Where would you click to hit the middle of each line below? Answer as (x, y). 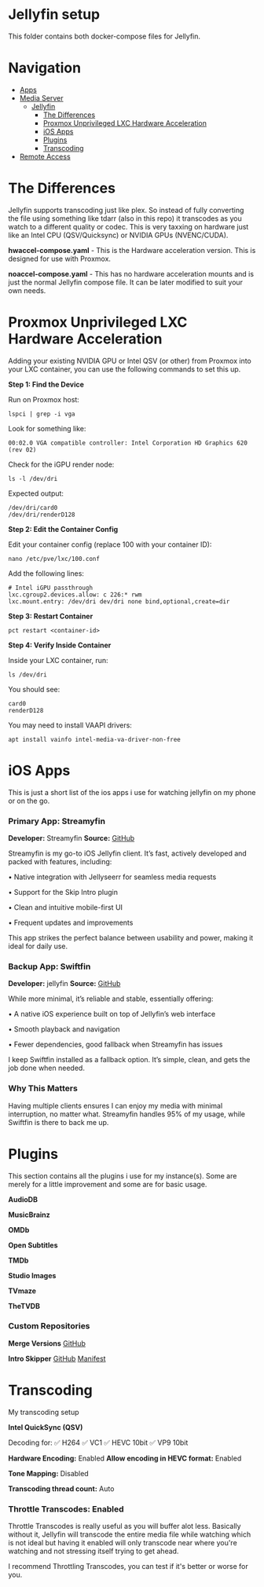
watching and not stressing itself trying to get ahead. (93, 1551)
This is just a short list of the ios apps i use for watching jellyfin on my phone (132, 792)
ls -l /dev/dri (33, 478)
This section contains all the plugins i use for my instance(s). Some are (123, 1175)
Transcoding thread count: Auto (61, 1488)
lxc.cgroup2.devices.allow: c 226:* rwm (75, 595)
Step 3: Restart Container (51, 616)
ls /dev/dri (27, 674)
